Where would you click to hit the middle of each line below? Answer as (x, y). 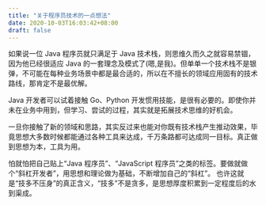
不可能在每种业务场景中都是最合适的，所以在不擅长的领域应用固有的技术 (140, 74)
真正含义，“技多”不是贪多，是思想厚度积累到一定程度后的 (156, 184)
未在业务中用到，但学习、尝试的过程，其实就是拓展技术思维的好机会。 (123, 110)
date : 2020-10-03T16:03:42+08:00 (63, 23)
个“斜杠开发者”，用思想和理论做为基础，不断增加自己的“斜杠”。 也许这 (123, 173)
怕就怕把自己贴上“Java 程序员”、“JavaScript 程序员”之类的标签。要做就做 (128, 164)
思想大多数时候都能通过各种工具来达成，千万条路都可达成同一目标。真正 (133, 137)
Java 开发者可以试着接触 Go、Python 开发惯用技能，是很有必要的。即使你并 (132, 101)
